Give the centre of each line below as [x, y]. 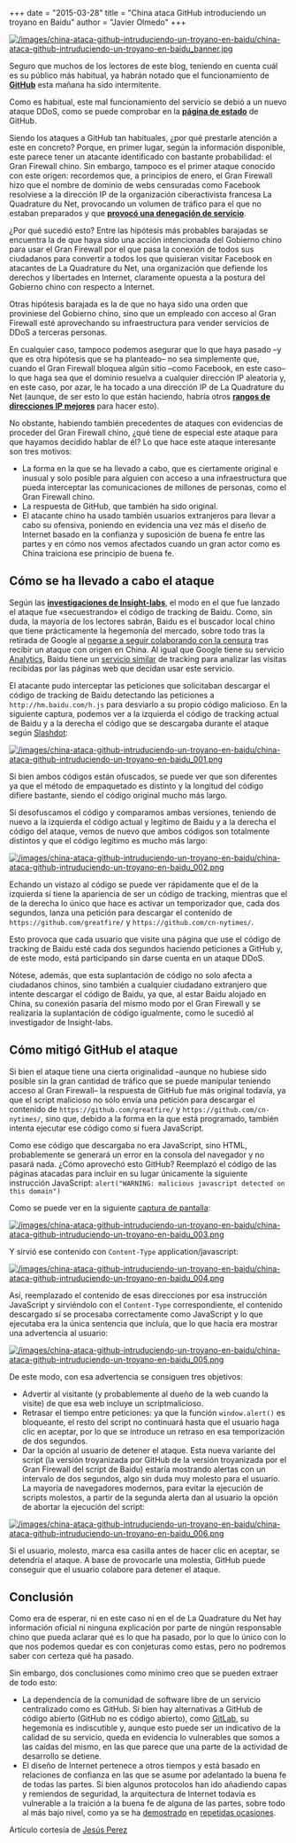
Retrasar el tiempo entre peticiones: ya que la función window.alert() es [153, 1412]
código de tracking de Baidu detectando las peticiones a [112, 695]
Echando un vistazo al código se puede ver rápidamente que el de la [134, 884]
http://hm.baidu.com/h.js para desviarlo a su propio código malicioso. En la [148, 704]
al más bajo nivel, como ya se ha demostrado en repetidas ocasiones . [149, 1813]
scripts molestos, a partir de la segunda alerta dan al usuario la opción [150, 1497]
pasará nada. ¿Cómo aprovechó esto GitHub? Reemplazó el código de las [143, 1163]
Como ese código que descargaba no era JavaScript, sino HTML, [128, 1145]
